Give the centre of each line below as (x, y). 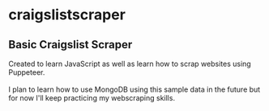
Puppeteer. (27, 72)
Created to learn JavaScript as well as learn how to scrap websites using (130, 64)
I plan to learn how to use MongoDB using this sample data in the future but (134, 89)
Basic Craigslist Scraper (70, 45)
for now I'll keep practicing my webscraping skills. (92, 98)
